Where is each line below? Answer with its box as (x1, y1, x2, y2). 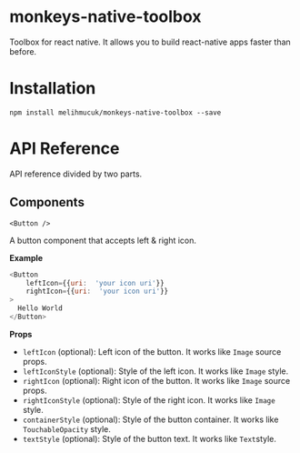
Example (9, 252, 44, 263)
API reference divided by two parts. (9, 168, 143, 179)
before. (9, 45, 37, 56)
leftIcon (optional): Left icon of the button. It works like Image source (22, 346, 282, 357)
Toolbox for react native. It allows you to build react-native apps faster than (9, 36, 291, 47)
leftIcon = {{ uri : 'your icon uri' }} (25, 278, 165, 287)
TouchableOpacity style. (22, 423, 112, 434)
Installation (9, 78, 96, 99)
